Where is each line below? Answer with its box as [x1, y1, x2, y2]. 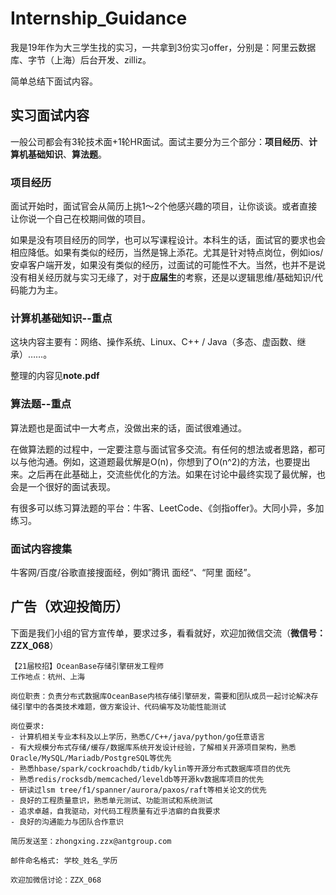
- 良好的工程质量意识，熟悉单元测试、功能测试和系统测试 [10, 795, 213, 806]
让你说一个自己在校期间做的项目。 [10, 213, 151, 225]
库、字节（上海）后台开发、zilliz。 [10, 53, 152, 66]
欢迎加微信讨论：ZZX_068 [10, 875, 102, 885]
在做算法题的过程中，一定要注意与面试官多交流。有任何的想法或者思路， [10, 443, 308, 455]
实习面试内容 [10, 107, 90, 124]
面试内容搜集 [10, 542, 73, 556]
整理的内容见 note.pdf [10, 370, 100, 382]
